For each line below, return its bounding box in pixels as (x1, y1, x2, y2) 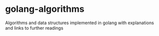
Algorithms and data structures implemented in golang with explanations (5, 20, 155, 26)
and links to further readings (5, 25, 64, 31)
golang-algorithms (5, 3, 85, 15)
